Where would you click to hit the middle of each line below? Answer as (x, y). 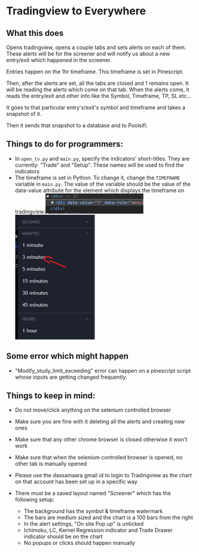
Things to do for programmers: (65, 144)
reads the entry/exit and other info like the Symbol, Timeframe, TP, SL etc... (99, 96)
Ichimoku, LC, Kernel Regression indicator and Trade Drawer (98, 530)
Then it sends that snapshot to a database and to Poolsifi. (77, 125)
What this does (35, 33)
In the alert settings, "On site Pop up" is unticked (84, 524)
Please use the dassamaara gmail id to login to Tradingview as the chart (103, 476)
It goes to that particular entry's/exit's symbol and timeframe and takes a (96, 108)
